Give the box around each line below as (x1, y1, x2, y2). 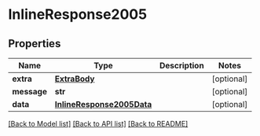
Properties (8, 37, 61, 50)
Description (159, 61, 204, 71)
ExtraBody (54, 73, 95, 84)
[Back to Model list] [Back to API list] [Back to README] (8, 119, 189, 128)
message (12, 86, 47, 97)
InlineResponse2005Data (54, 99, 152, 109)
